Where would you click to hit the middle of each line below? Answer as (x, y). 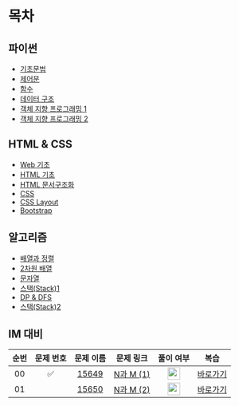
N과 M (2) (132, 389)
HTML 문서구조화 (47, 184)
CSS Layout (39, 202)
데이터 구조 (37, 99)
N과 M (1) (132, 374)
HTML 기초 (37, 174)
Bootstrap (36, 210)
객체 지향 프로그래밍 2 (54, 119)
